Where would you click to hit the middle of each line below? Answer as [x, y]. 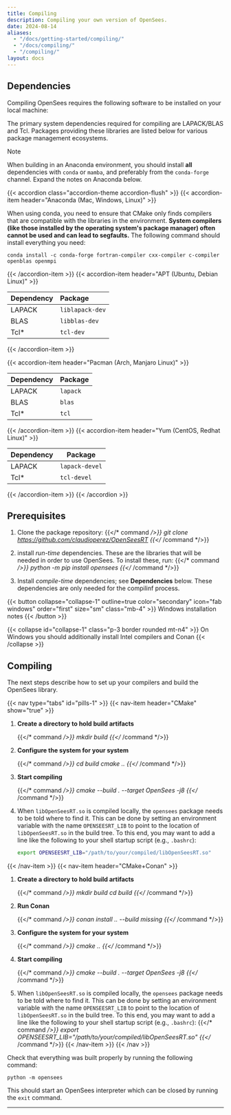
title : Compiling [32, 13]
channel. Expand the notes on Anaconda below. [75, 179]
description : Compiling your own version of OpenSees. [87, 20]
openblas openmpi [32, 261]
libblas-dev [80, 321]
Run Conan [33, 906]
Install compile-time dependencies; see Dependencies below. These [114, 581]
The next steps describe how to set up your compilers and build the [103, 682]
